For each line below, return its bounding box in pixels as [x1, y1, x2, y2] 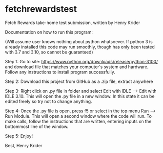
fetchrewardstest [5, 3, 77, 15]
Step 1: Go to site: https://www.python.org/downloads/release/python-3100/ [5, 58, 158, 64]
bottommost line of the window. [5, 124, 69, 129]
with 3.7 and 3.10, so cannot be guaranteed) [5, 49, 94, 55]
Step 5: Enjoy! [5, 133, 33, 139]
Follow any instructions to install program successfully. [5, 69, 116, 75]
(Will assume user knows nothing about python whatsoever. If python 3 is [5, 38, 153, 45]
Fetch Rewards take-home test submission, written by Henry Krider [5, 20, 141, 25]
